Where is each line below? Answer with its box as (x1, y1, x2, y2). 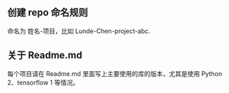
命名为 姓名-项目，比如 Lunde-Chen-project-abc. (7, 27, 151, 35)
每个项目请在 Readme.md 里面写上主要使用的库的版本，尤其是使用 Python (7, 69, 223, 77)
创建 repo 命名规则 (7, 6, 88, 19)
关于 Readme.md (7, 49, 82, 61)
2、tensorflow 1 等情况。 (7, 78, 80, 87)
